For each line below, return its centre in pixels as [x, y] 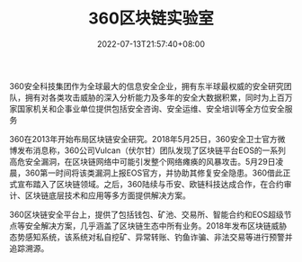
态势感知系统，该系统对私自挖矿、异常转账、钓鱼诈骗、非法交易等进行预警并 [151, 237]
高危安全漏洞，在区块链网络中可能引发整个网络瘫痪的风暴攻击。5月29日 [142, 161]
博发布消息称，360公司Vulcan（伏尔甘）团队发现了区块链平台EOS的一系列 [147, 150]
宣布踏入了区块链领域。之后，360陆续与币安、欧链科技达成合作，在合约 [151, 184]
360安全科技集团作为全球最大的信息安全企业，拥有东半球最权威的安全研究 [147, 86]
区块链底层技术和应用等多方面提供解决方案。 [107, 195]
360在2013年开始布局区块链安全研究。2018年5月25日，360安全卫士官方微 [147, 139]
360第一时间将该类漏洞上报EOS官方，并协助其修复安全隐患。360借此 [154, 173]
